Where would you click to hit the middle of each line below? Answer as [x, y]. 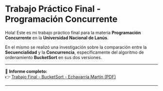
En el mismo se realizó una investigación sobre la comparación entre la [76, 47]
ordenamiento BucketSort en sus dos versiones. [54, 57]
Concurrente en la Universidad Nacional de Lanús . [57, 38]
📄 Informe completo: [26, 71]
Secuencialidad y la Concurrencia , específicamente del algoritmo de [74, 52]
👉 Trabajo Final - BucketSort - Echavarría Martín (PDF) [61, 76]
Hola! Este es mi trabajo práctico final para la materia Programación [73, 32]
